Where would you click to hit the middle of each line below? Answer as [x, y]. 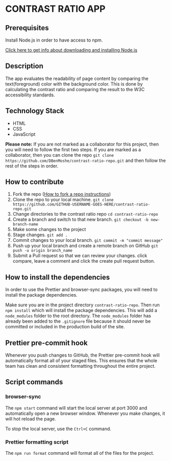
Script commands [34, 382]
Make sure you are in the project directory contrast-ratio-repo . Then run [82, 305]
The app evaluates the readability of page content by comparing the [77, 78]
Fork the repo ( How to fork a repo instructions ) [62, 194]
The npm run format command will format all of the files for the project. [80, 453]
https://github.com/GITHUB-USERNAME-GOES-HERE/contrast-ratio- [81, 205]
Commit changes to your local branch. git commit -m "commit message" [88, 240]
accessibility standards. [30, 95]
